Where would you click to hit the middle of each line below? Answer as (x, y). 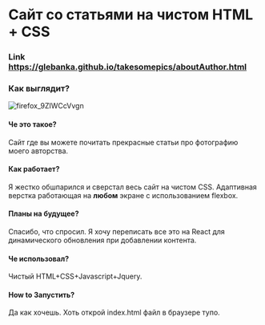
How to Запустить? (42, 295)
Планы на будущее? (44, 213)
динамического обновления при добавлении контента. (102, 240)
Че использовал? (39, 258)
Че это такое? (33, 124)
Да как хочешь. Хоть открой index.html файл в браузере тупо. (114, 313)
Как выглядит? (39, 88)
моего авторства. (38, 151)
